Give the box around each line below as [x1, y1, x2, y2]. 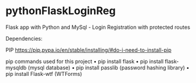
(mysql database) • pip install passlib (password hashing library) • [28, 64, 190, 71]
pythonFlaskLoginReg [5, 4, 116, 18]
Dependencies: [5, 35, 43, 42]
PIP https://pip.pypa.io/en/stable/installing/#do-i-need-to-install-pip [5, 46, 172, 54]
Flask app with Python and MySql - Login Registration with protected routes [5, 24, 191, 31]
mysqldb [5, 64, 27, 71]
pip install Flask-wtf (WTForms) [5, 70, 82, 77]
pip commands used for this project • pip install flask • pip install [5, 58, 164, 65]
